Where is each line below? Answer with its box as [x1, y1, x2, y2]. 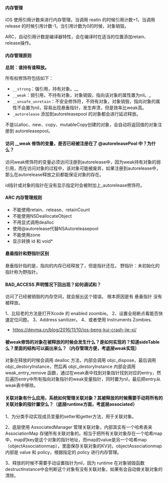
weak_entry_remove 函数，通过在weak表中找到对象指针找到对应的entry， [5, 370, 157, 376]
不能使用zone [12, 232, 41, 238]
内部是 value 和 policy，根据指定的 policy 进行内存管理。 [5, 449, 121, 455]
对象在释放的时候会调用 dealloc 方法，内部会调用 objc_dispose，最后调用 [5, 357, 156, 363]
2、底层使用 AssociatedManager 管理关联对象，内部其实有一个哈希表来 [5, 424, 152, 430]
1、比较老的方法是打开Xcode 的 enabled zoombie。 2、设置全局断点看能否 [5, 311, 158, 317]
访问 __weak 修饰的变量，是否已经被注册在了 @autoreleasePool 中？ [5, 141, 147, 146]
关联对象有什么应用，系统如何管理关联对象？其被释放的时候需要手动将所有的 [5, 395, 163, 401]
